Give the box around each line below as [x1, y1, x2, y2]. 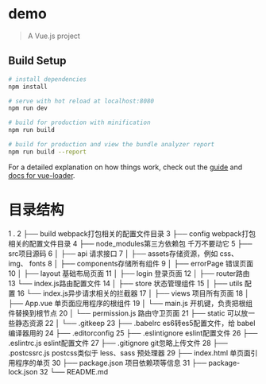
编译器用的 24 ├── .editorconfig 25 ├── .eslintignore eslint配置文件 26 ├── [8, 328, 258, 338]
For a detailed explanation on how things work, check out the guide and [8, 162, 243, 172]
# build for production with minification [8, 118, 151, 127]
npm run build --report [8, 148, 87, 156]
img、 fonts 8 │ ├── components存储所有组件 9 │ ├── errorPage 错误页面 [8, 258, 254, 268]
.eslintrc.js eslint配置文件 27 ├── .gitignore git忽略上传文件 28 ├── [8, 338, 228, 347]
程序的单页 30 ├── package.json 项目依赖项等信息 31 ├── [14, 358, 207, 367]
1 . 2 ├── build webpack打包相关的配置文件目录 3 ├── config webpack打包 [8, 228, 256, 239]
